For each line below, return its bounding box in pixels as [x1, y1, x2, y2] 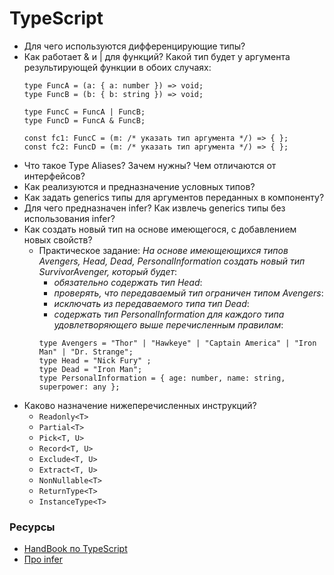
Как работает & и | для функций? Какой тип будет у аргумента [23, 50, 291, 62]
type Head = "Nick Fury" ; [38, 355, 152, 366]
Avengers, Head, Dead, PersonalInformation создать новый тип [38, 255, 306, 267]
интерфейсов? [23, 170, 86, 182]
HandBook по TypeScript [23, 543, 128, 555]
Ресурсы [9, 520, 56, 534]
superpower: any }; [38, 382, 121, 392]
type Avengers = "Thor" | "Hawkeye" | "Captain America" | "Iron [38, 338, 317, 348]
